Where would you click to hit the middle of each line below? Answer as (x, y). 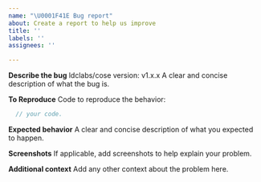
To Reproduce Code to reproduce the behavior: (87, 99)
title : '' (25, 30)
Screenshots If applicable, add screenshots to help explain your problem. (130, 154)
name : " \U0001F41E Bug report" (61, 16)
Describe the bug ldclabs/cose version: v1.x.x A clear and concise (118, 75)
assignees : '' (32, 46)
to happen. (26, 138)
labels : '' (27, 38)
